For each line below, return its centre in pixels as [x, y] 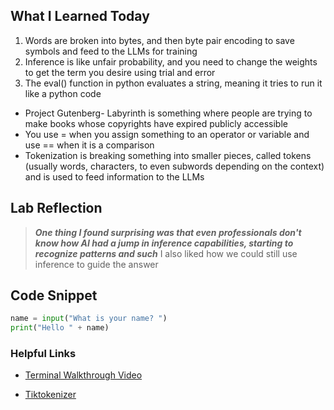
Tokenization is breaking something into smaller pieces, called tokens [168, 155]
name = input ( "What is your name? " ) [89, 319]
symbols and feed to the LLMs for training [111, 51]
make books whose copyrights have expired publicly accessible [156, 123]
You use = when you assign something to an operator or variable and [167, 134]
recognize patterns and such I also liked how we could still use [166, 253]
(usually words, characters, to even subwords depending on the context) [174, 166]
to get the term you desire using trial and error [120, 72]
